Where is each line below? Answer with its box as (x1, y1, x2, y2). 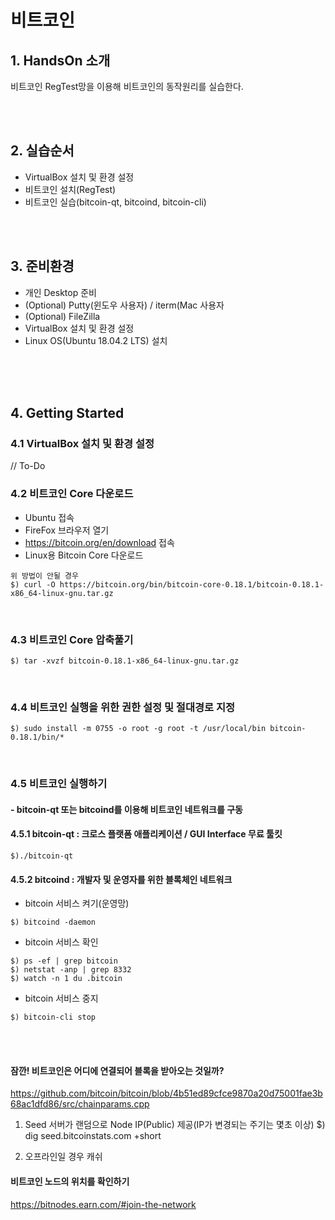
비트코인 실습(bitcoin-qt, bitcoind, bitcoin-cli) (24, 196, 207, 208)
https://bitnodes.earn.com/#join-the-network (10, 1198, 197, 1210)
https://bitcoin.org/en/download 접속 (24, 536, 175, 548)
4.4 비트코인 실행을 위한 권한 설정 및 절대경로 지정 (10, 700, 236, 714)
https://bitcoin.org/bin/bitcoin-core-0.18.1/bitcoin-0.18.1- (59, 579, 325, 590)
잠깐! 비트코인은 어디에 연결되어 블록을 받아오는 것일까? (10, 1064, 225, 1076)
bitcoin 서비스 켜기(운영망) (24, 897, 130, 910)
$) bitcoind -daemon (10, 917, 97, 928)
